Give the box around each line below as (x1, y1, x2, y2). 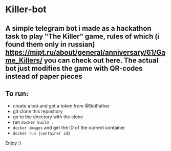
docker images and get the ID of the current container (12, 124, 125, 131)
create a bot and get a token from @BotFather (12, 103, 110, 109)
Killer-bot (5, 4, 47, 15)
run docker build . (12, 119, 54, 125)
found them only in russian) (5, 40, 95, 49)
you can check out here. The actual (44, 56, 159, 64)
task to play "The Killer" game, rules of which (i (5, 32, 160, 40)
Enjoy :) (5, 140, 22, 146)
